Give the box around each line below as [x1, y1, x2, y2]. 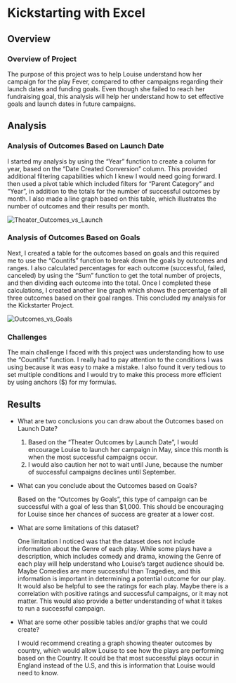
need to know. [17, 668, 59, 677]
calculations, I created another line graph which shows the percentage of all [7, 286, 227, 294]
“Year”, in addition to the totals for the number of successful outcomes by [7, 187, 220, 195]
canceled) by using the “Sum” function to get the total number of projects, [7, 271, 222, 279]
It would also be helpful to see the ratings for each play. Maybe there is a [17, 581, 228, 590]
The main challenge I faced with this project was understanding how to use [7, 348, 225, 357]
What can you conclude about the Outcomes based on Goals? [17, 481, 197, 489]
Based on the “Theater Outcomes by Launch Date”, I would [27, 437, 199, 446]
